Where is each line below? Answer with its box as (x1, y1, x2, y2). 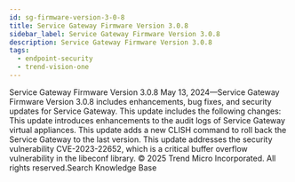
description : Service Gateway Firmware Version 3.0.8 (9, 37, 213, 47)
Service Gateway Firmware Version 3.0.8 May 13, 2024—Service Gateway (9, 86, 280, 98)
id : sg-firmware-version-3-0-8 (9, 12, 125, 22)
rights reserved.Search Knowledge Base (9, 162, 157, 173)
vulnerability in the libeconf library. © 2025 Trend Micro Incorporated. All (9, 153, 276, 163)
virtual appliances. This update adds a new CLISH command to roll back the (9, 124, 287, 135)
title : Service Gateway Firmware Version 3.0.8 (9, 21, 189, 30)
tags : (9, 46, 29, 55)
